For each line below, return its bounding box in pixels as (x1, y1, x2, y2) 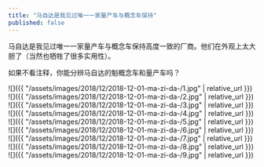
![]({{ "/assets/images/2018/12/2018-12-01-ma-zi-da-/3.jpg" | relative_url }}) (8, 100, 254, 110)
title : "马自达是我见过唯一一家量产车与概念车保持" (8, 11, 157, 20)
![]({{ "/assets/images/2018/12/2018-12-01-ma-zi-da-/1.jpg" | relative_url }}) (8, 83, 253, 93)
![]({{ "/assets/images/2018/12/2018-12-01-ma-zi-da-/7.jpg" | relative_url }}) (8, 133, 253, 143)
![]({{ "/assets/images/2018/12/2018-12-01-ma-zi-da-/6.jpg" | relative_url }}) (8, 125, 254, 134)
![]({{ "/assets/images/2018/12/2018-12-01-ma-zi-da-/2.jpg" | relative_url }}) (8, 92, 254, 101)
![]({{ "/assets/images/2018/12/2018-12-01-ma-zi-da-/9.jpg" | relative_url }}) (8, 150, 254, 159)
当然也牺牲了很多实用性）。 (28, 51, 115, 60)
